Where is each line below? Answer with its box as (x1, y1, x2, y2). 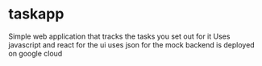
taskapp (8, 5, 64, 23)
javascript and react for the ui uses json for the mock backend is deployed (8, 39, 256, 49)
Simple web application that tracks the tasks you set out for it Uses (8, 31, 231, 41)
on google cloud (8, 48, 63, 58)
